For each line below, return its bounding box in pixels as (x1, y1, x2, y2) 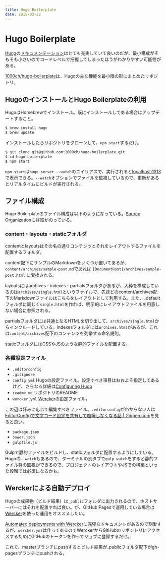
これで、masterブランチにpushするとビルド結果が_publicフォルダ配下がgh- (5, 544, 160, 550)
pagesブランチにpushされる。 (5, 550, 67, 556)
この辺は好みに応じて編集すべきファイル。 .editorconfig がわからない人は (5, 406, 156, 412)
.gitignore (12, 373, 35, 377)
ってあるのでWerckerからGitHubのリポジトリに (51, 527, 148, 533)
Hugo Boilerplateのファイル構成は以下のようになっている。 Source (5, 211, 141, 217)
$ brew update (5, 130, 35, 135)
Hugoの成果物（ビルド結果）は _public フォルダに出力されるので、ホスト (5, 498, 154, 504)
